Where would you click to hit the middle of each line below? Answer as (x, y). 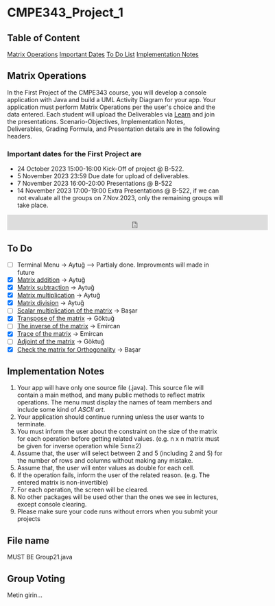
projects (29, 519)
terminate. (32, 424)
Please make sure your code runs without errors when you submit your (117, 511)
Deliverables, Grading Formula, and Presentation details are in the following (113, 129)
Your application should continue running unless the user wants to (110, 417)
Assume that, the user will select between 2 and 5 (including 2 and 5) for (120, 453)
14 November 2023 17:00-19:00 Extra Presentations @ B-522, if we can (118, 191)
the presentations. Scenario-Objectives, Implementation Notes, (96, 121)
